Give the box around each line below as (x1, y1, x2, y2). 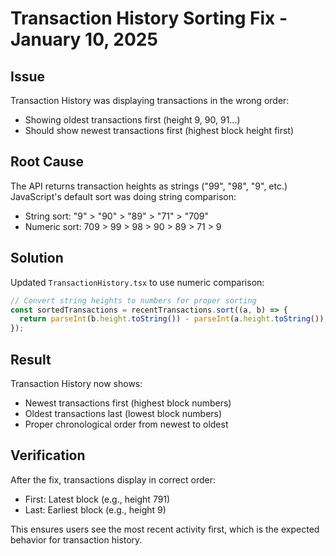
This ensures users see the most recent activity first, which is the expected (10, 523, 320, 535)
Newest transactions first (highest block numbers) (24, 397, 232, 409)
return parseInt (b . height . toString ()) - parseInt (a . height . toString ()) (19, 314, 325, 324)
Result (10, 351, 52, 368)
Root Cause (10, 153, 85, 171)
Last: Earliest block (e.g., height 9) (24, 503, 167, 516)
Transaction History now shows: (10, 377, 143, 389)
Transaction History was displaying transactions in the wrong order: (10, 95, 290, 106)
